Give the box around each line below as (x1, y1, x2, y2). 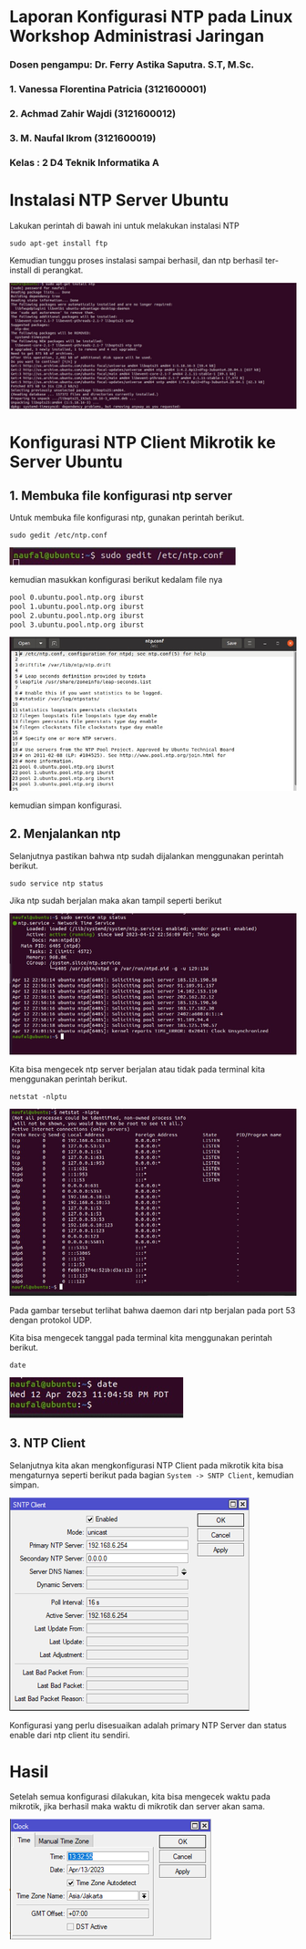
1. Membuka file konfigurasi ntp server (9, 488, 233, 503)
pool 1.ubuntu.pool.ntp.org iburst (9, 602, 145, 612)
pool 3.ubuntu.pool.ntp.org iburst (9, 620, 145, 630)
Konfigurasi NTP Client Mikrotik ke (9, 432, 276, 453)
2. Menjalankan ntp (9, 826, 121, 842)
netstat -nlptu (9, 1093, 67, 1102)
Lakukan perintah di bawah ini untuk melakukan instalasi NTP (9, 220, 240, 231)
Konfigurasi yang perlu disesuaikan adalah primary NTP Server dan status (9, 1719, 287, 1730)
